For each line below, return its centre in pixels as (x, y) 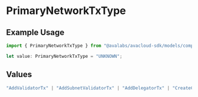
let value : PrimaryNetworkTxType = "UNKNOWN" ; (64, 56)
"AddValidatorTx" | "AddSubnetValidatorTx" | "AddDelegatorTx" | (88, 88)
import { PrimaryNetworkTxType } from (54, 46)
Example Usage (35, 32)
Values (19, 75)
